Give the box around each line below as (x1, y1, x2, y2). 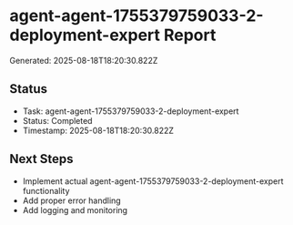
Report (163, 25, 217, 46)
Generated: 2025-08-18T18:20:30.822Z (9, 55, 158, 66)
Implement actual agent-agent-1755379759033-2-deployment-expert (22, 175, 284, 187)
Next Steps (9, 151, 74, 167)
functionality (22, 185, 70, 196)
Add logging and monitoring (22, 204, 128, 215)
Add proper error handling (22, 195, 121, 206)
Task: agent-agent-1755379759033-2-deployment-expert (22, 106, 239, 117)
